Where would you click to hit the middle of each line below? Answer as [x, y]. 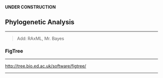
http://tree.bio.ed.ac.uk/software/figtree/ [46, 66]
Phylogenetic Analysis [40, 22]
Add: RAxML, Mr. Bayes [41, 38]
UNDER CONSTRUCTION [30, 7]
